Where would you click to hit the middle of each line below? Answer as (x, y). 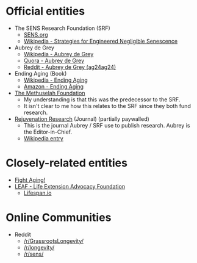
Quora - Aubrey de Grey (54, 60)
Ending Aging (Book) (41, 73)
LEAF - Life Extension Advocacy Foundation (70, 186)
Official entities (45, 11)
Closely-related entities (66, 163)
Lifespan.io (38, 193)
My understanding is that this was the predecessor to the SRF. (102, 99)
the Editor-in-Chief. (48, 132)
